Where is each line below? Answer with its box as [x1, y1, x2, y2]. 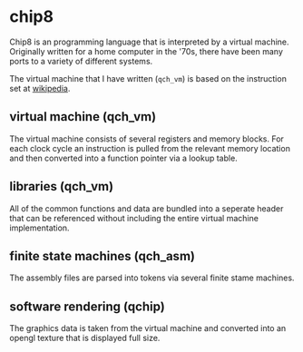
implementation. [9, 222, 70, 233]
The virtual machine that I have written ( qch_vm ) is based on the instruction [9, 73, 288, 83]
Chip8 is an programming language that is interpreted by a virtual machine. [9, 36, 289, 47]
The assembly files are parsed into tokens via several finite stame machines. [9, 272, 295, 283]
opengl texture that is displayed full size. [9, 333, 161, 344]
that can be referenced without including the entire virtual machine [9, 212, 259, 223]
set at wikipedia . [9, 83, 71, 93]
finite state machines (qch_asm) [9, 248, 195, 264]
